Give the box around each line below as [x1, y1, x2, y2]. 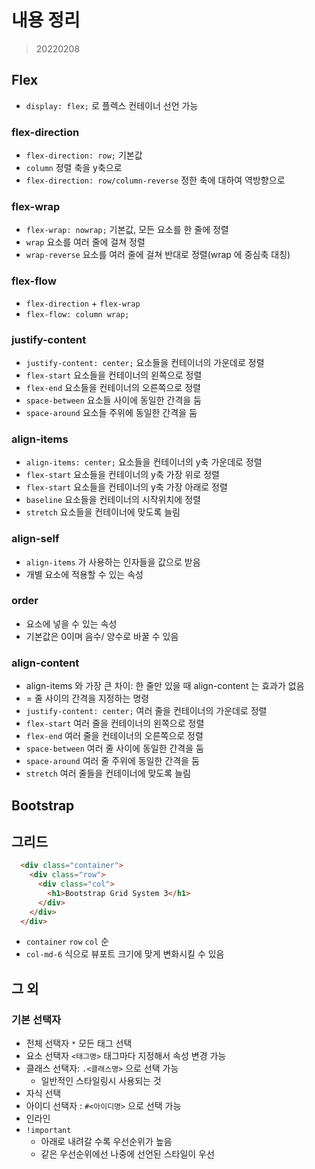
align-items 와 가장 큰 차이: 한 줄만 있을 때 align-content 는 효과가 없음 [25, 680, 305, 692]
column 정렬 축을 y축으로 [25, 162, 123, 174]
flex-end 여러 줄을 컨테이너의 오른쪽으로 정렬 [25, 730, 204, 742]
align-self [11, 532, 60, 546]
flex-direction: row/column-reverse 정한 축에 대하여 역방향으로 [25, 174, 286, 186]
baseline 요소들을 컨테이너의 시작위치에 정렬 [25, 494, 201, 506]
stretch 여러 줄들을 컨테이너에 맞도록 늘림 [25, 767, 191, 780]
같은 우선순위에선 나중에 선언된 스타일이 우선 [40, 1148, 215, 1160]
